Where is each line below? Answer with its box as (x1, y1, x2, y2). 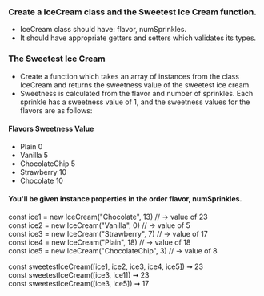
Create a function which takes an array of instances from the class (19, 71, 240, 81)
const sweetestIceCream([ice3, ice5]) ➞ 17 (8, 279, 150, 288)
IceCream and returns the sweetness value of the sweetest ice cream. (19, 79, 252, 90)
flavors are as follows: (19, 105, 93, 115)
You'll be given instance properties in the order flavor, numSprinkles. (8, 194, 242, 204)
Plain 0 (19, 141, 43, 151)
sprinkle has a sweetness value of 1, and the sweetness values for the (19, 97, 250, 107)
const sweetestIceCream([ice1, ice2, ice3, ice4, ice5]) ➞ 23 (8, 262, 204, 271)
